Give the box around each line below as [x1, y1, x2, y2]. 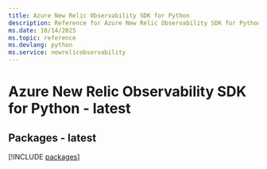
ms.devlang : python [8, 41, 73, 49]
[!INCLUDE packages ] [8, 152, 80, 161]
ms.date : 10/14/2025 [8, 26, 77, 34]
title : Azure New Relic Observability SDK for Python [8, 11, 191, 20]
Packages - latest [8, 131, 97, 144]
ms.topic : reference [8, 33, 77, 42]
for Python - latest [8, 100, 131, 117]
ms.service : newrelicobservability [8, 48, 126, 56]
